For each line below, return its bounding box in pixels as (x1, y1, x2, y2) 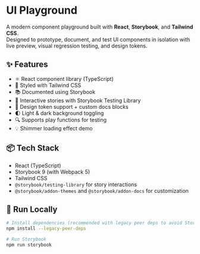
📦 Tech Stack (6, 143, 60, 153)
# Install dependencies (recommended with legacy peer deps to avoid (6, 220, 183, 226)
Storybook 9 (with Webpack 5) (14, 168, 90, 175)
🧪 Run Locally (6, 204, 58, 214)
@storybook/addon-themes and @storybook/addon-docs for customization (14, 187, 189, 194)
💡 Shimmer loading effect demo (14, 124, 93, 131)
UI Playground (6, 4, 77, 17)
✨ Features (6, 59, 48, 70)
